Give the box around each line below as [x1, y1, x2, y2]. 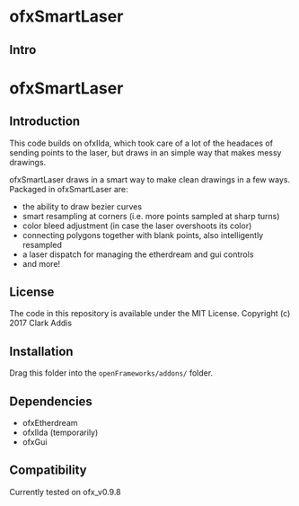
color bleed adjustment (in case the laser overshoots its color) [22, 220, 252, 231]
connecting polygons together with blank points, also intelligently [22, 229, 264, 240]
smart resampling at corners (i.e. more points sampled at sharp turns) [22, 210, 280, 221]
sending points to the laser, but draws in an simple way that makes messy [9, 146, 282, 158]
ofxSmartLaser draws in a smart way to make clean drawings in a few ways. [9, 173, 291, 185]
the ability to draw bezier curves [22, 200, 142, 212]
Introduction [9, 114, 81, 129]
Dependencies [9, 394, 92, 409]
